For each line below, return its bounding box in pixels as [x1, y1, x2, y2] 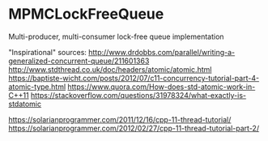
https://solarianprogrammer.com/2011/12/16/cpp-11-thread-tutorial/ [8, 114, 232, 124]
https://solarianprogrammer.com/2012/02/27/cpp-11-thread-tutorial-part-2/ [8, 123, 260, 133]
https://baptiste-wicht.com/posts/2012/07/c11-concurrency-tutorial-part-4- [8, 73, 260, 83]
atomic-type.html [8, 82, 66, 92]
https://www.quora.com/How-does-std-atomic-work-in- [67, 82, 256, 92]
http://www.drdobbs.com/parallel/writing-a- [88, 47, 236, 57]
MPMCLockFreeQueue [8, 5, 164, 23]
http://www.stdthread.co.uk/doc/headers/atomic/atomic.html [8, 64, 212, 74]
